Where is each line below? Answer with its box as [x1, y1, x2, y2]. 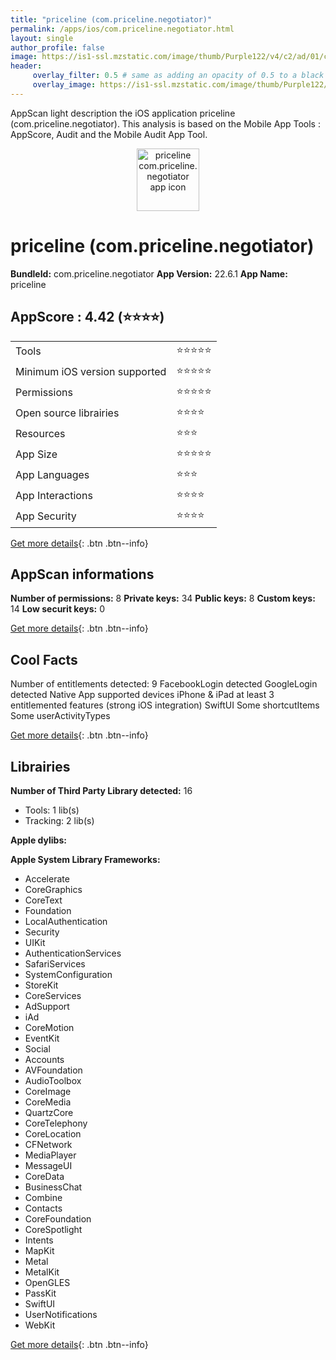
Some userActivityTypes [10, 710, 111, 722]
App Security [15, 509, 77, 523]
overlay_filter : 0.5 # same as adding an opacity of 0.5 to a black [32, 71, 325, 81]
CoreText [24, 894, 63, 906]
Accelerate [24, 872, 70, 885]
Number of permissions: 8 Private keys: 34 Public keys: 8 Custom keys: [10, 592, 316, 605]
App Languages [15, 468, 90, 481]
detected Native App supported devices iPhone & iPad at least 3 [10, 689, 275, 701]
